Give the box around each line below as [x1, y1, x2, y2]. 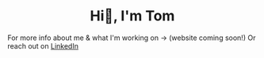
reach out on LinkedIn [7, 41, 78, 50]
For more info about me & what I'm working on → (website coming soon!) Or [7, 33, 256, 42]
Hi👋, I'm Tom [90, 7, 175, 25]
